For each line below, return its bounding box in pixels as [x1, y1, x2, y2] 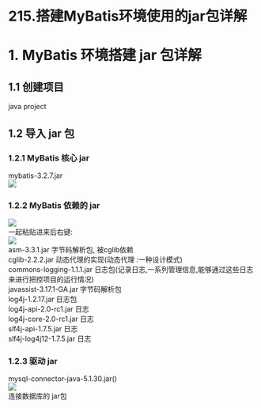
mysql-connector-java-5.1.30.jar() [8, 374, 117, 383]
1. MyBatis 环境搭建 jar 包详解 [8, 47, 202, 64]
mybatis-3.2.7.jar [8, 171, 63, 180]
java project [8, 102, 47, 111]
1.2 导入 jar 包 [8, 127, 75, 140]
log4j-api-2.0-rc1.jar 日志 [8, 304, 89, 314]
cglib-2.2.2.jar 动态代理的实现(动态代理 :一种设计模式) [8, 255, 183, 265]
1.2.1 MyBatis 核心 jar [8, 152, 90, 163]
